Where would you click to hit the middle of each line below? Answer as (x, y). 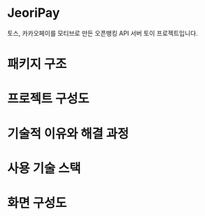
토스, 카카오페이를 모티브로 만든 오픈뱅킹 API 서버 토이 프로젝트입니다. (102, 33)
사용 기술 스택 (44, 168)
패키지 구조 (37, 64)
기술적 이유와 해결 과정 (68, 134)
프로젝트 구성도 (48, 99)
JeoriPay (34, 13)
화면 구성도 (37, 203)
